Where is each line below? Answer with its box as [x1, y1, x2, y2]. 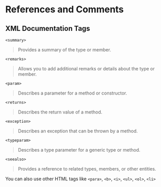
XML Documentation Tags [5, 24, 91, 33]
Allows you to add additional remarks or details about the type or [17, 66, 155, 71]
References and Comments [5, 4, 124, 15]
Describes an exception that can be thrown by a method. [17, 128, 138, 134]
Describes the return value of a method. [17, 109, 103, 115]
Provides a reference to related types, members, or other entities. [17, 166, 156, 172]
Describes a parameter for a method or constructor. [17, 90, 127, 96]
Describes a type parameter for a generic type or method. [17, 147, 140, 153]
